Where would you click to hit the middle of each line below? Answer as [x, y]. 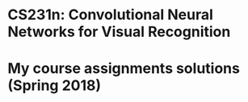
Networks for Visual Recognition [119, 32]
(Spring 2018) [55, 86]
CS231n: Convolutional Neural [110, 15]
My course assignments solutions [124, 69]
